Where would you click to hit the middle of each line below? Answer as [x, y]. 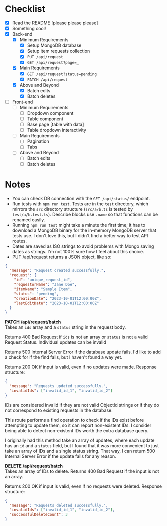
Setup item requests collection [59, 51]
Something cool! [29, 29]
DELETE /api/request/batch [34, 466]
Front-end [23, 102]
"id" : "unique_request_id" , [43, 280]
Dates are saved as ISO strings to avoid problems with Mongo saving [83, 246]
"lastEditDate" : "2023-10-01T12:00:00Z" [57, 303]
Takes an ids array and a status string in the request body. [66, 327]
